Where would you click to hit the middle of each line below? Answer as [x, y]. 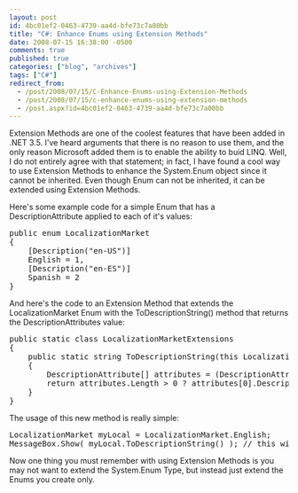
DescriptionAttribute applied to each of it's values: [101, 216]
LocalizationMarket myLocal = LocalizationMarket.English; [141, 435]
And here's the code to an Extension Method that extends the [122, 303]
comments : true [37, 51]
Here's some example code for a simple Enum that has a [112, 207]
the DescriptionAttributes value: [67, 322]
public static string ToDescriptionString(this [133, 357]
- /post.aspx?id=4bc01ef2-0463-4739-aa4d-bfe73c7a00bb [121, 108]
